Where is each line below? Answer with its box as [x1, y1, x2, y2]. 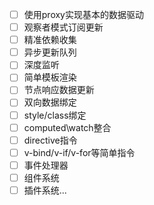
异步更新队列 [23, 46, 77, 58]
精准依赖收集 [23, 34, 77, 46]
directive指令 [23, 134, 78, 146]
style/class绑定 [23, 109, 87, 121]
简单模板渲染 [23, 71, 77, 83]
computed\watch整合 [23, 121, 112, 133]
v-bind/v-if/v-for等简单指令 [23, 146, 136, 158]
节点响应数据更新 [23, 84, 95, 96]
